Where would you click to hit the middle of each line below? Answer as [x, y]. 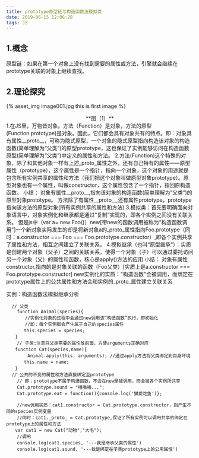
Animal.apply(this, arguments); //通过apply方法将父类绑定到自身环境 [109, 356]
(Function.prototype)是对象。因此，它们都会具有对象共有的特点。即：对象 [97, 133]
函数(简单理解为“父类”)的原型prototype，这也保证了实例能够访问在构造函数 [98, 148]
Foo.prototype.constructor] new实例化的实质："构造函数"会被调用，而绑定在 [99, 274]
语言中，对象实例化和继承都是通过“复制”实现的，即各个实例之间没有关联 [99, 215]
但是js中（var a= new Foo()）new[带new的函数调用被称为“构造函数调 [102, 222]
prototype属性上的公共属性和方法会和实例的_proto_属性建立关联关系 [89, 282]
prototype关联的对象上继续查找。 [47, 71]
